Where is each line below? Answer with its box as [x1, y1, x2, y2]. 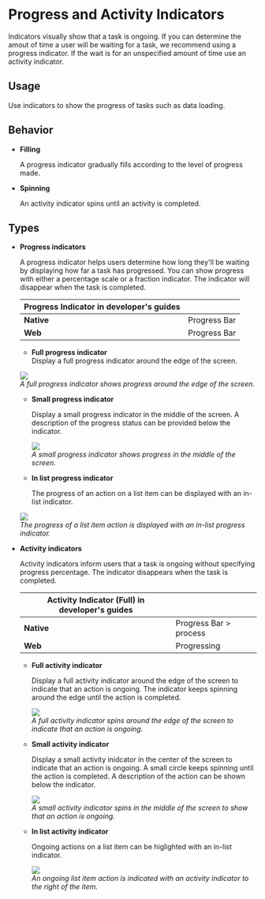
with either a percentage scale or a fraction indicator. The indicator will [19, 274, 250, 284]
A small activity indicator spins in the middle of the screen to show [31, 803, 248, 813]
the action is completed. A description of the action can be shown [31, 771, 246, 781]
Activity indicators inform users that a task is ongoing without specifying [19, 559, 256, 569]
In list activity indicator [31, 826, 109, 837]
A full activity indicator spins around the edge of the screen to [31, 716, 234, 726]
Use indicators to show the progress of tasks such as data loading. [8, 100, 226, 110]
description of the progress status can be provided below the [31, 418, 231, 427]
